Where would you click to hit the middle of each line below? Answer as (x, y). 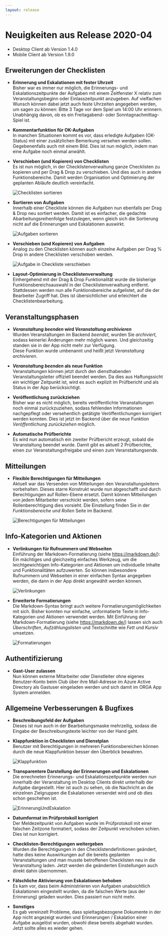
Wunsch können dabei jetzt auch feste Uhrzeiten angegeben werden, (85, 104)
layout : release (22, 10)
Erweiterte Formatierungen (42, 601)
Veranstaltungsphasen (42, 317)
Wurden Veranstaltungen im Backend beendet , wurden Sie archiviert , (85, 334)
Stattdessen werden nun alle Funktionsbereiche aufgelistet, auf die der (86, 290)
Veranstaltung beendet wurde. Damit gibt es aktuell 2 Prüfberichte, (82, 445)
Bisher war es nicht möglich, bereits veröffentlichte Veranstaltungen (83, 403)
